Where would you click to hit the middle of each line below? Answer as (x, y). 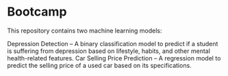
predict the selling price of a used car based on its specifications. (99, 65)
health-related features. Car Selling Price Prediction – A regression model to (114, 58)
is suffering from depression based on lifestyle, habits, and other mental (109, 51)
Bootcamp (37, 12)
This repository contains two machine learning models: (85, 31)
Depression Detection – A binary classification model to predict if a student (113, 43)
